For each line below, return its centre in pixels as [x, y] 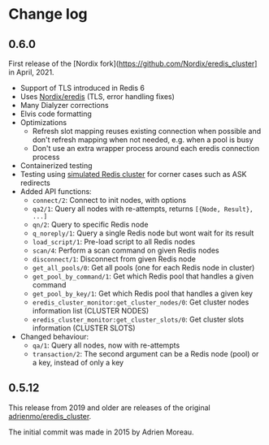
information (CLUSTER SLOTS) [84, 328]
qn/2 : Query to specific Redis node [90, 225]
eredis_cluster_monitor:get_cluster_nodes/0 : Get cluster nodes [141, 302]
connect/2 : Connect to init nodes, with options [109, 200]
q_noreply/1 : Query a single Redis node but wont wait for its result [143, 233]
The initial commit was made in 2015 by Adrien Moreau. [101, 432]
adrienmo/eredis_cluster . [50, 416]
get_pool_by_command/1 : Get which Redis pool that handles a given [143, 276]
